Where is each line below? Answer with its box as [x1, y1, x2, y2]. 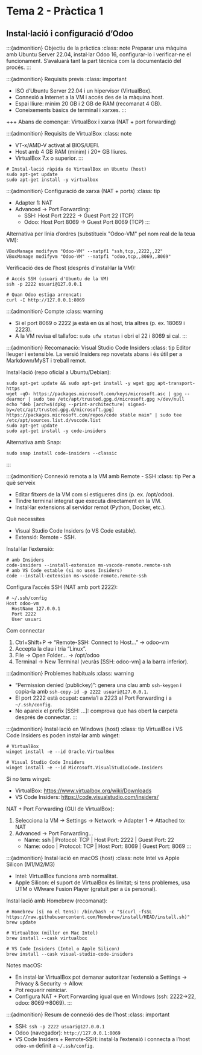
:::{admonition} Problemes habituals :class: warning [6, 670, 134, 677]
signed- [127, 401, 147, 407]
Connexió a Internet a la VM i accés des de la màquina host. [14, 94, 164, 100]
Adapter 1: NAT [14, 199, 52, 206]
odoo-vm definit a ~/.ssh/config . [14, 1042, 95, 1049]
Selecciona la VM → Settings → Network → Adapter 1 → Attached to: [14, 817, 186, 824]
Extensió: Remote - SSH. [14, 534, 77, 541]
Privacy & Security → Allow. [14, 980, 84, 987]
